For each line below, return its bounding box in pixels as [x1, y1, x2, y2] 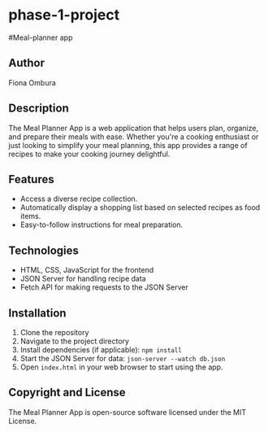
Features [8, 172, 54, 186]
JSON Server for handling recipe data [19, 274, 146, 284]
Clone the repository [19, 328, 89, 337]
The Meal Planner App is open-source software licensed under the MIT [8, 407, 247, 417]
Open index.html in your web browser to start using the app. [19, 362, 223, 372]
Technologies [8, 243, 80, 257]
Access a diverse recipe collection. [19, 194, 138, 204]
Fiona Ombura [8, 77, 57, 87]
